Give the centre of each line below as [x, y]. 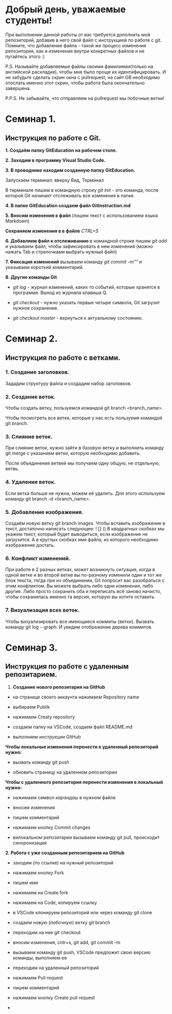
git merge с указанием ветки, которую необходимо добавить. [73, 453]
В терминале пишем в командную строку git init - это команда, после [82, 190]
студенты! [29, 20]
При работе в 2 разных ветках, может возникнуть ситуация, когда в [80, 569]
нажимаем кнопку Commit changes [52, 827]
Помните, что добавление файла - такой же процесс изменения [76, 45]
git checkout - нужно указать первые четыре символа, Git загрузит [86, 302]
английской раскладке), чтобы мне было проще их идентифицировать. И [86, 72]
